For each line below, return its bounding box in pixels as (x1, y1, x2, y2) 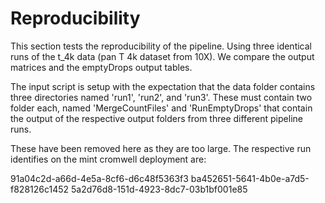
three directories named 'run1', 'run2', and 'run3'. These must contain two (10, 91, 313, 103)
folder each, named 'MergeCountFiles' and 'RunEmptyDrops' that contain (10, 102, 313, 114)
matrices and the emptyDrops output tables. (10, 61, 193, 73)
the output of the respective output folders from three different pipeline (10, 112, 303, 124)
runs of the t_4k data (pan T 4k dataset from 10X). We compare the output (10, 50, 315, 62)
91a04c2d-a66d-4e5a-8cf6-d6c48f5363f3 (10, 172, 189, 184)
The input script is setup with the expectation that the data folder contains (10, 80, 316, 92)
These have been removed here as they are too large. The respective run (10, 142, 312, 154)
